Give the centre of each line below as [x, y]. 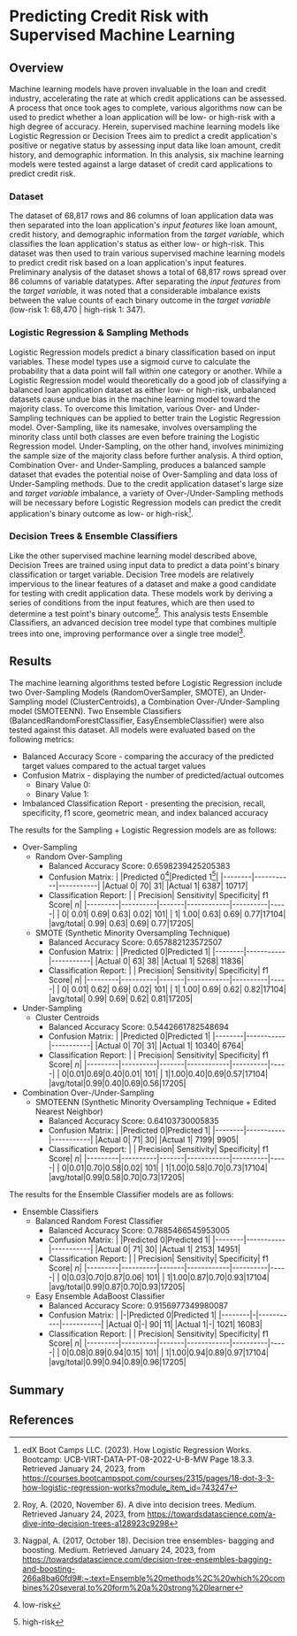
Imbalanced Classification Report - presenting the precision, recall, [144, 803]
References [42, 1421]
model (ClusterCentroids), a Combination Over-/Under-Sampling [163, 702]
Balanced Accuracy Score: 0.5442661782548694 [139, 1027]
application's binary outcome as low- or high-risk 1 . [102, 512]
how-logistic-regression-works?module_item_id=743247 [126, 1487]
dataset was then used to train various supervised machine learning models [147, 253]
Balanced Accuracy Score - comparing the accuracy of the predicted [148, 756]
